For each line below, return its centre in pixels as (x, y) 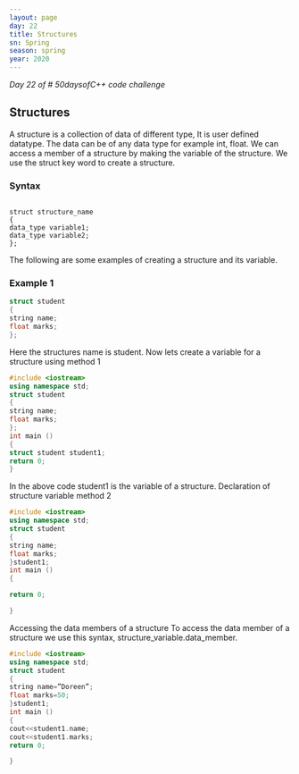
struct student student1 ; (57, 452)
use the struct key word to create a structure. (92, 163)
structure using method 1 (55, 361)
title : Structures (43, 34)
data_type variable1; (50, 228)
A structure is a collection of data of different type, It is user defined (134, 134)
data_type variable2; (50, 236)
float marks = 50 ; (39, 695)
